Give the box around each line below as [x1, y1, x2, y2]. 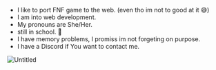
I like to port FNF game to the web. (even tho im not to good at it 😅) [17, 6, 210, 14]
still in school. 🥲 [17, 27, 62, 36]
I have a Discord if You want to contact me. [17, 43, 140, 50]
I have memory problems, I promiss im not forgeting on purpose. [17, 35, 201, 43]
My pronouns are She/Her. [17, 21, 93, 28]
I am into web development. [17, 13, 97, 21]
